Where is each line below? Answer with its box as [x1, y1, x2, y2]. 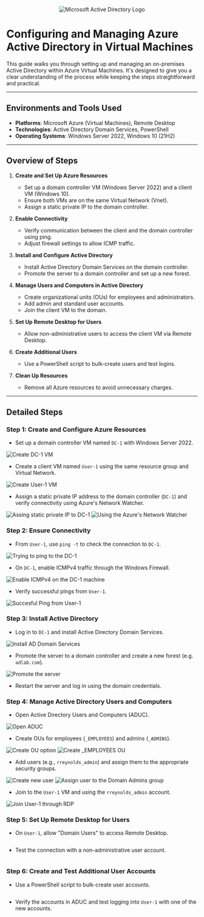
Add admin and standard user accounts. [24, 299, 125, 307]
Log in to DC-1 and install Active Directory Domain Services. [15, 628, 164, 635]
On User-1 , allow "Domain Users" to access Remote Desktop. [15, 829, 169, 837]
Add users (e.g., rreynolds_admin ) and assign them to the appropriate [15, 758, 189, 766]
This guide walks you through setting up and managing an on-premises [6, 60, 185, 67]
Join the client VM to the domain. [24, 306, 107, 313]
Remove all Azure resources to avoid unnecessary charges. [24, 384, 173, 391]
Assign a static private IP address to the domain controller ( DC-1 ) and [15, 493, 187, 500]
